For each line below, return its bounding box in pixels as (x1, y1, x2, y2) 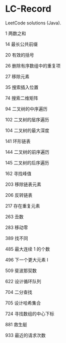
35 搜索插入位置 (5, 84, 39, 90)
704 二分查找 (5, 289, 33, 295)
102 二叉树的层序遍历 (5, 116, 49, 122)
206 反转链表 (5, 192, 33, 198)
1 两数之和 (5, 30, 26, 36)
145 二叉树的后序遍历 (5, 159, 49, 165)
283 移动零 (5, 224, 28, 230)
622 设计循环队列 (5, 278, 41, 284)
